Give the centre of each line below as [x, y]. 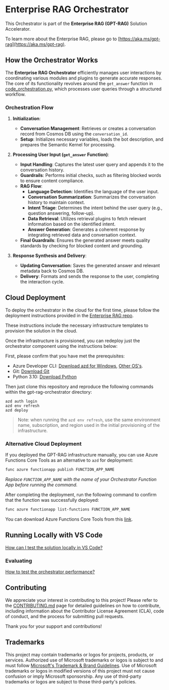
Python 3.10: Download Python [45, 376]
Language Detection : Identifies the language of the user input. [93, 192]
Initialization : [27, 119]
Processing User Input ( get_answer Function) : [61, 155]
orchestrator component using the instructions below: [61, 346]
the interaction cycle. [42, 282]
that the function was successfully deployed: [52, 500]
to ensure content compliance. [52, 181]
